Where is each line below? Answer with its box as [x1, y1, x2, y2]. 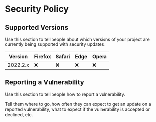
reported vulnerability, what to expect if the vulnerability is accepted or [5, 106, 150, 112]
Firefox [34, 53, 51, 60]
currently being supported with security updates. [5, 41, 105, 47]
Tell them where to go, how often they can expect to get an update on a [5, 101, 151, 107]
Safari [55, 53, 70, 60]
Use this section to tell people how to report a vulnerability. [5, 91, 125, 97]
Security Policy [5, 3, 69, 15]
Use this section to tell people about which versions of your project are [5, 36, 150, 42]
